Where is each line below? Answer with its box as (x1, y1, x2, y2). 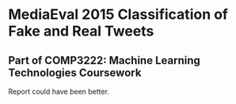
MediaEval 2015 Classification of (8, 6, 228, 24)
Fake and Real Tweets (8, 22, 154, 40)
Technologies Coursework (8, 65, 142, 80)
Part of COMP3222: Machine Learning (8, 54, 200, 67)
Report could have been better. (8, 87, 109, 96)
